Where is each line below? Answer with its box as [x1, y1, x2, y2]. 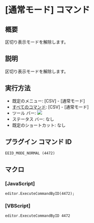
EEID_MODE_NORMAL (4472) [5, 151, 55, 156]
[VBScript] [5, 203, 31, 209]
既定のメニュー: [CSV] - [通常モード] [12, 98, 85, 103]
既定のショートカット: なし [12, 122, 66, 128]
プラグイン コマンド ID [5, 138, 72, 146]
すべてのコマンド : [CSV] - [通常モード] [12, 104, 89, 110]
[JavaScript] [5, 180, 35, 187]
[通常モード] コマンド [5, 4, 90, 16]
